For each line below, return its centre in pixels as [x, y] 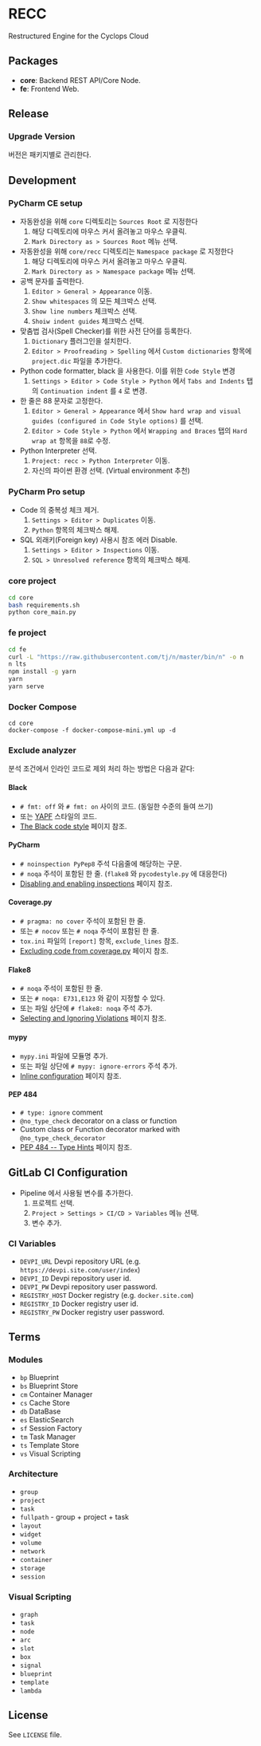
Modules [26, 1360]
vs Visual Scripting [50, 1453]
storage [32, 1568]
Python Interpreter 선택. [58, 450]
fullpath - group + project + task [74, 1516]
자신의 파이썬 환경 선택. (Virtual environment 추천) [111, 470]
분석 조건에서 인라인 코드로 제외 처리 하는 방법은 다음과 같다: [101, 769]
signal [31, 1666]
